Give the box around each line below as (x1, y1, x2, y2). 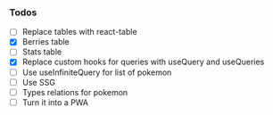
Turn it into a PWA (21, 96, 89, 108)
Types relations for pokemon (21, 86, 128, 97)
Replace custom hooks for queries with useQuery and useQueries (21, 56, 265, 68)
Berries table (21, 37, 70, 47)
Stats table (21, 46, 62, 57)
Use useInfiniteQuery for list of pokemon (21, 67, 172, 78)
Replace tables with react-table (21, 27, 137, 37)
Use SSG (21, 77, 56, 87)
